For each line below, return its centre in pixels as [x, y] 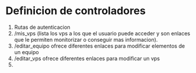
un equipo [26, 52]
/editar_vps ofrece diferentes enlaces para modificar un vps [87, 58]
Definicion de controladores [76, 11]
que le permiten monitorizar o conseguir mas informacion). [86, 39]
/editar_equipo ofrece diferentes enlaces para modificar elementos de [99, 46]
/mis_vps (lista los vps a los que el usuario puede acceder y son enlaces [102, 33]
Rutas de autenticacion [42, 27]
